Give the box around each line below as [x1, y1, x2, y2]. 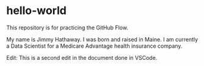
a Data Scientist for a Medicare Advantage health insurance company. [6, 42, 183, 50]
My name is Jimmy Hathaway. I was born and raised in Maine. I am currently [6, 35, 199, 43]
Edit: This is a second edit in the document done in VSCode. [6, 54, 158, 61]
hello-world [6, 4, 67, 18]
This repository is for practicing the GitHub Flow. [6, 24, 128, 31]
